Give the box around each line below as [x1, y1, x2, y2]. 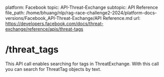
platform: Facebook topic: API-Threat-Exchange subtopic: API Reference [5, 5, 158, 10]
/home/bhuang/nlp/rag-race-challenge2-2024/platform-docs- [26, 10, 157, 16]
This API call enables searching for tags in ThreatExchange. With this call [5, 61, 159, 67]
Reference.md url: [103, 15, 140, 21]
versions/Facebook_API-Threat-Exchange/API [5, 15, 102, 21]
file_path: [5, 10, 25, 16]
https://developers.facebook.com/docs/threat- [5, 20, 104, 27]
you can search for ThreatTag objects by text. [5, 66, 101, 72]
